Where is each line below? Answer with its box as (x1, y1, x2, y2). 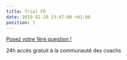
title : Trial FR (6, 8, 46, 15)
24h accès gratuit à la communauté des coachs (6, 47, 122, 54)
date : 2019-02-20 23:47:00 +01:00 (6, 14, 91, 20)
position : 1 (6, 19, 35, 25)
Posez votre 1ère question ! (6, 36, 72, 43)
